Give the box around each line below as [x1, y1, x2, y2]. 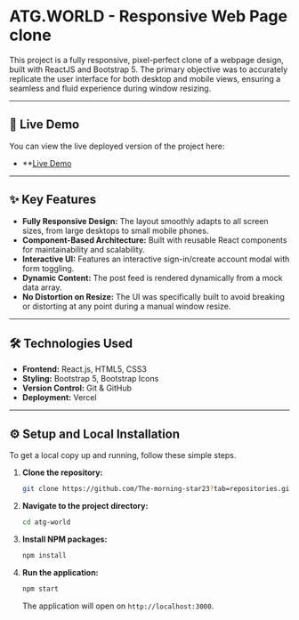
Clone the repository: [21, 467, 103, 478]
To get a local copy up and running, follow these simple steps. [9, 450, 237, 461]
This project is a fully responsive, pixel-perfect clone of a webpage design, [9, 54, 285, 65]
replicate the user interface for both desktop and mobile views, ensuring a [9, 73, 281, 84]
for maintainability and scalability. [21, 244, 145, 254]
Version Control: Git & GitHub [21, 382, 132, 393]
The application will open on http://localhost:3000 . [21, 600, 214, 611]
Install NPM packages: [21, 534, 108, 544]
